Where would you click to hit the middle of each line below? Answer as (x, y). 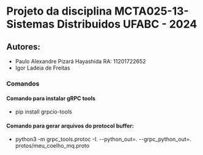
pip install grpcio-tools (43, 112)
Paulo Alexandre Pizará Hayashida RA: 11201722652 (80, 61)
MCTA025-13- (151, 11)
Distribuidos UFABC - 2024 (127, 24)
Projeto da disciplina (59, 11)
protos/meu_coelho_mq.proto (52, 146)
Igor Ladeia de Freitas (42, 68)
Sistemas (31, 24)
